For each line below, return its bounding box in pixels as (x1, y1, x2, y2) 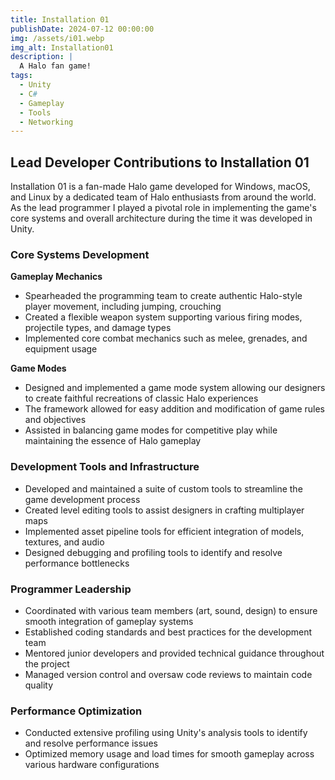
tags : (10, 71, 33, 81)
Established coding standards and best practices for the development (24, 626, 313, 638)
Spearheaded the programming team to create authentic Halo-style (24, 290, 303, 302)
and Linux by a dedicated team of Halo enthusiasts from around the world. (10, 191, 317, 203)
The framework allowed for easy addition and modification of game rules (24, 403, 325, 415)
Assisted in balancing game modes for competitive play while (24, 424, 278, 436)
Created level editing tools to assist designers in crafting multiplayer (24, 504, 305, 516)
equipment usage (24, 343, 98, 355)
